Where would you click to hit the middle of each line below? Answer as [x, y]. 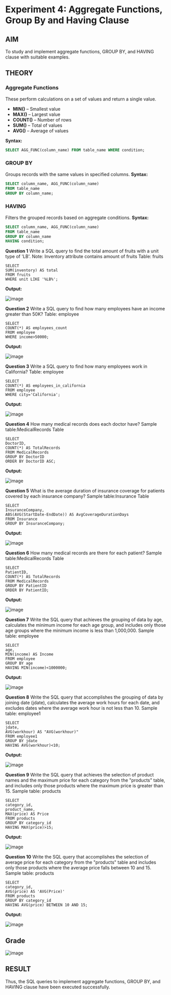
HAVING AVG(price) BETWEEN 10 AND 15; [46, 905]
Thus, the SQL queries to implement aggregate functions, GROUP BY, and [83, 981]
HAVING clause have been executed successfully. [58, 987]
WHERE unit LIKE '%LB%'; [32, 280]
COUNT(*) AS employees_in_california [45, 386]
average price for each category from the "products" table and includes [81, 862]
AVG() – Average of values [41, 131]
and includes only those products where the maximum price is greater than [84, 786]
